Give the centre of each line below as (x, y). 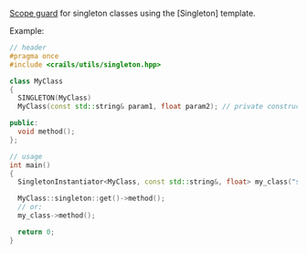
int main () (30, 165)
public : (24, 123)
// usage (26, 156)
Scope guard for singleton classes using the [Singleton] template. (132, 13)
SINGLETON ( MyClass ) (55, 98)
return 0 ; (36, 232)
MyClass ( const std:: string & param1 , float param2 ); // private (140, 107)
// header (28, 48)
